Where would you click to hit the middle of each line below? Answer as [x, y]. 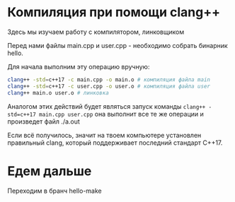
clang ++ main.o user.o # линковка [58, 93]
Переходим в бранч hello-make [55, 191]
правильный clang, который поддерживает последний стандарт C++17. [115, 143]
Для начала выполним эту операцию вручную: [79, 66]
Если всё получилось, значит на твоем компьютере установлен [104, 135]
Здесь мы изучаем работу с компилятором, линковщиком [96, 32]
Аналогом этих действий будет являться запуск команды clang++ [107, 106]
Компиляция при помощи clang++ [114, 12]
